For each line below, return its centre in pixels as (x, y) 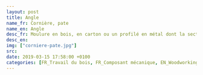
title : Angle (23, 18)
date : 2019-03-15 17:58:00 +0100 (48, 57)
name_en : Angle (25, 29)
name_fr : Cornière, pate (37, 23)
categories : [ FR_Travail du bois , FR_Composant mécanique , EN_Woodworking (102, 62)
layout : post (23, 12)
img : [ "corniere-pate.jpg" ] (42, 46)
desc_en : (17, 40)
